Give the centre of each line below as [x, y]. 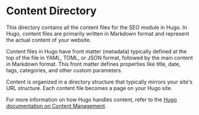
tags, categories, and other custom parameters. [64, 70]
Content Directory [51, 11]
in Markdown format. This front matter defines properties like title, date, [93, 64]
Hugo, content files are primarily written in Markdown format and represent [98, 33]
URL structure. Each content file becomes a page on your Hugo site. [89, 88]
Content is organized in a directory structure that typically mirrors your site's [99, 82]
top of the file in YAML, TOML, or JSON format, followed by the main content [99, 57]
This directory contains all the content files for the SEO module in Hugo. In [97, 27]
